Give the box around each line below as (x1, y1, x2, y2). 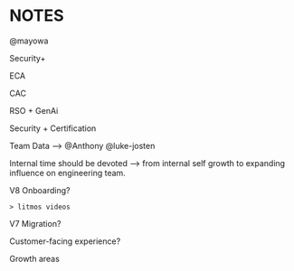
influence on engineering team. (9, 167, 127, 178)
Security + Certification (9, 123, 97, 134)
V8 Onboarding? (9, 184, 71, 195)
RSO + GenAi (9, 105, 59, 116)
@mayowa (9, 35, 49, 46)
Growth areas (9, 253, 61, 264)
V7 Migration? (9, 218, 62, 229)
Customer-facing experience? (9, 236, 121, 247)
